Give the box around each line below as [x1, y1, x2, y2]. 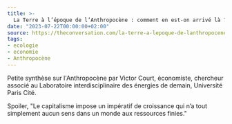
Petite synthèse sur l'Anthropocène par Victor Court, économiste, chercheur [7, 74, 224, 82]
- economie [7, 49, 39, 56]
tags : [7, 36, 23, 43]
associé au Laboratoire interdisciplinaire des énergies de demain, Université [7, 81, 223, 90]
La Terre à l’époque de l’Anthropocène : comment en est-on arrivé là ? [13, 17, 227, 23]
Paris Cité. [7, 88, 37, 96]
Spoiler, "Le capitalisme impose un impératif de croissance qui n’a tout [7, 101, 208, 110]
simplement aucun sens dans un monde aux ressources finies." [7, 109, 188, 117]
